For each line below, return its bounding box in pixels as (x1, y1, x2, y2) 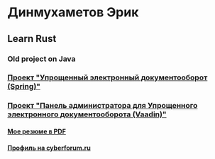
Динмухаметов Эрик (7, 4, 139, 21)
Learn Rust (7, 33, 57, 45)
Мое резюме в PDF (7, 127, 66, 136)
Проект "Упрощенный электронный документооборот (7, 72, 208, 82)
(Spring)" (7, 82, 41, 92)
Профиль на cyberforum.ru (7, 143, 91, 152)
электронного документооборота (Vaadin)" (7, 109, 167, 119)
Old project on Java (7, 54, 76, 64)
